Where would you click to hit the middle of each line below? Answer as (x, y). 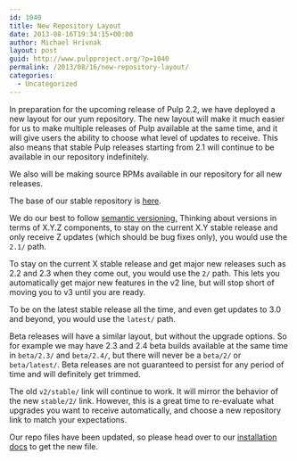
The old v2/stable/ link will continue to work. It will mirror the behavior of (144, 391)
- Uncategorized (47, 84)
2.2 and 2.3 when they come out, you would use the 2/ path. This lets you (145, 273)
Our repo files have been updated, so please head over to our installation (143, 437)
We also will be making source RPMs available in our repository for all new (146, 174)
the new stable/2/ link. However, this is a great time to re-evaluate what (142, 400)
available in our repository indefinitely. (79, 156)
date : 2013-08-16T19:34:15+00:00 (71, 34)
